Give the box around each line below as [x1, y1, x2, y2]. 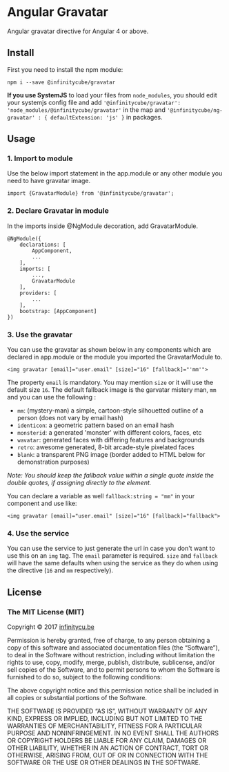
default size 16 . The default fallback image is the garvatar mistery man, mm [7, 386, 217, 394]
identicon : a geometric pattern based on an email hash [17, 421, 175, 429]
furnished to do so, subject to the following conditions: [7, 673, 162, 681]
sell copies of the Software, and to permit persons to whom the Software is [7, 666, 221, 674]
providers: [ [19, 290, 57, 296]
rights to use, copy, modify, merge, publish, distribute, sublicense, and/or [7, 658, 215, 667]
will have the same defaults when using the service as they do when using [7, 559, 219, 567]
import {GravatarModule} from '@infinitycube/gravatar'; [7, 190, 175, 197]
